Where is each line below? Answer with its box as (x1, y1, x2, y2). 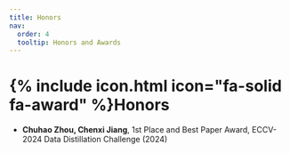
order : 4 (17, 29, 50, 38)
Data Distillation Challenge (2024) (44, 134, 168, 145)
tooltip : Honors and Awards (17, 37, 122, 47)
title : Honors (9, 12, 62, 22)
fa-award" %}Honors (9, 95, 170, 116)
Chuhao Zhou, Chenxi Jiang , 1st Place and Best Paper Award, (21, 125, 251, 135)
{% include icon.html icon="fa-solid (9, 76, 282, 96)
